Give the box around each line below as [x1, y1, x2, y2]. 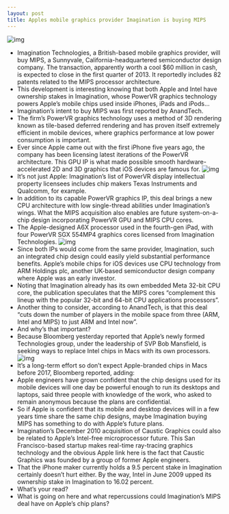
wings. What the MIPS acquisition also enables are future [16, 208, 178, 216]
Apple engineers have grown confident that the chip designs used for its [16, 376, 221, 384]
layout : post [7, 10, 44, 17]
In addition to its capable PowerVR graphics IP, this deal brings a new [16, 194, 213, 202]
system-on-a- [179, 208, 219, 216]
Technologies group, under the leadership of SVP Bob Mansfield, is [16, 339, 207, 348]
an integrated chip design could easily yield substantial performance [16, 252, 211, 260]
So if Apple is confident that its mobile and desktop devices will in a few [16, 404, 220, 413]
